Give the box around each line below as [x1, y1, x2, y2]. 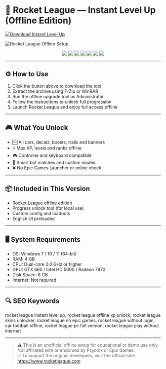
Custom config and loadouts [12, 211, 70, 217]
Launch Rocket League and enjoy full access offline [12, 104, 118, 110]
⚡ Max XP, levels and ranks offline [12, 145, 82, 151]
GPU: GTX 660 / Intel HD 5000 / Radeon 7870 [12, 266, 106, 273]
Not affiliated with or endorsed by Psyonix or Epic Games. [17, 347, 135, 353]
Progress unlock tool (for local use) [12, 205, 84, 211]
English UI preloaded [12, 216, 55, 221]
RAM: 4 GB [12, 256, 35, 262]
